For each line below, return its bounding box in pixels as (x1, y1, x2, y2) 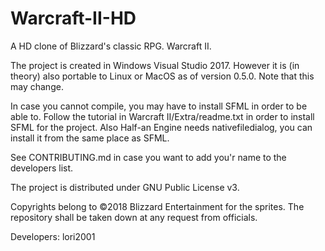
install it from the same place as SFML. (10, 132, 170, 144)
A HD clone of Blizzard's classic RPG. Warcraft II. (10, 40, 212, 52)
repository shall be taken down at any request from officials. (10, 211, 258, 223)
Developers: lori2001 (10, 230, 96, 242)
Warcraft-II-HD (10, 7, 137, 30)
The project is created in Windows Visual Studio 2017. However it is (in (10, 59, 300, 71)
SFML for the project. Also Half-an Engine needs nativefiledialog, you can (10, 121, 313, 133)
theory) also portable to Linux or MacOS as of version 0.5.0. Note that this (10, 70, 315, 82)
